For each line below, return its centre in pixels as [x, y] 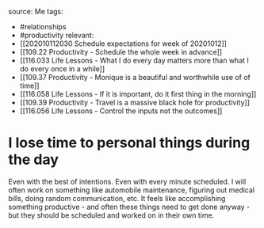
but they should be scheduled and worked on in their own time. [111, 215]
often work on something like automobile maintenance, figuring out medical [132, 190]
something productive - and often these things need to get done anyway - [129, 207]
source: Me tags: [36, 11]
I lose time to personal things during [129, 143]
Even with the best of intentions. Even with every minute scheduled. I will [127, 181]
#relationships [43, 27]
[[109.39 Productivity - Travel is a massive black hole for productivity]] [135, 103]
